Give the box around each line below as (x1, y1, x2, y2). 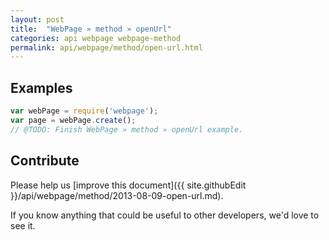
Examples (10, 79, 73, 96)
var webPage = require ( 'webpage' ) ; (10, 106, 159, 116)
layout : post (10, 14, 65, 25)
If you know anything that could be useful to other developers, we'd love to (10, 209, 320, 221)
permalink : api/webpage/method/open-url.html (10, 42, 203, 53)
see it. (10, 219, 36, 231)
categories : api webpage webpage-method (10, 33, 182, 43)
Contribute (10, 152, 80, 170)
